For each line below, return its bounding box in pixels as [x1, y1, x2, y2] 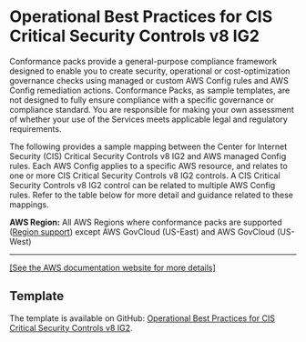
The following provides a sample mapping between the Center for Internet [9, 141, 288, 152]
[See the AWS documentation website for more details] [9, 262, 216, 273]
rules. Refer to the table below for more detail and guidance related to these [9, 189, 294, 200]
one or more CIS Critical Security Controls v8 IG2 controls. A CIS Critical [9, 170, 280, 181]
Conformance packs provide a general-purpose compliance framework [9, 55, 278, 66]
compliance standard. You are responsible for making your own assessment [9, 104, 294, 115]
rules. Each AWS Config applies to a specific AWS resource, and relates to [9, 160, 289, 171]
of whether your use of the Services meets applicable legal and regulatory [9, 114, 289, 125]
